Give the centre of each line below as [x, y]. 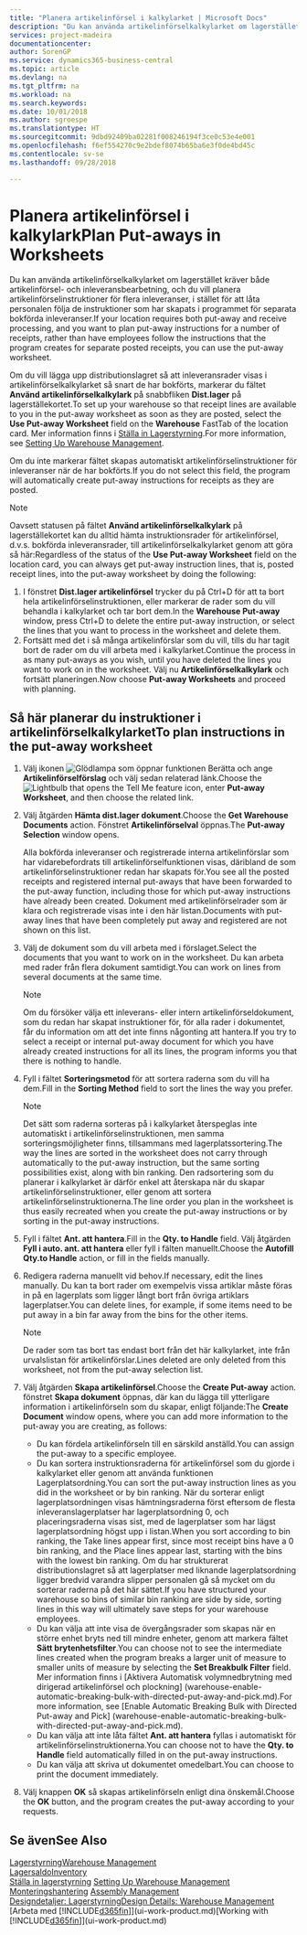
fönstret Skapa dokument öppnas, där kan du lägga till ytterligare [146, 1397]
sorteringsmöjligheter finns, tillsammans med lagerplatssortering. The [153, 1143]
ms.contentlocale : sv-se [57, 154]
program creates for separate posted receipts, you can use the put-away [147, 347]
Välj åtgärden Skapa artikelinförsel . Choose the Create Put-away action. [159, 1387]
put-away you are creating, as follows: [95, 1427]
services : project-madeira [61, 35]
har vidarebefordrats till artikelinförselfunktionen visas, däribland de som [159, 862]
